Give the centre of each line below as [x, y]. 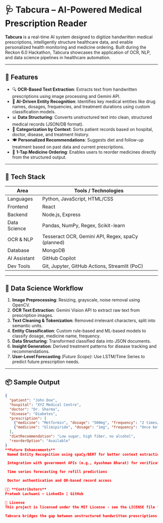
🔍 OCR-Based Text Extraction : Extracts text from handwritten [74, 89]
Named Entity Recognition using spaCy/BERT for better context [72, 454]
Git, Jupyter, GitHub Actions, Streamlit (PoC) [93, 266]
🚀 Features [22, 77]
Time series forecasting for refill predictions [57, 472]
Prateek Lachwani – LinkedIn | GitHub [44, 494]
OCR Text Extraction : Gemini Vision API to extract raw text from [76, 310]
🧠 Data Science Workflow [44, 288]
